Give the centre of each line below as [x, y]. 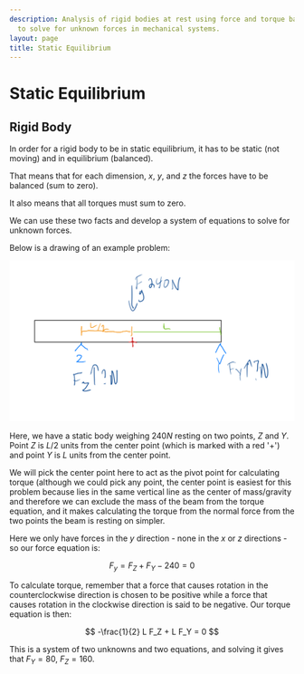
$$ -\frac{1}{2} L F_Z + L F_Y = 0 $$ [152, 632]
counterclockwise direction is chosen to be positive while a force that [139, 595]
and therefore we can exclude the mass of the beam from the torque [137, 502]
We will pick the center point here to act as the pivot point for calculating [145, 473]
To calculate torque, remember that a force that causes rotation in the [139, 585]
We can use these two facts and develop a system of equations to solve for [150, 221]
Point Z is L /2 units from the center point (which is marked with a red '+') [145, 446]
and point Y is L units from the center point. [90, 455]
